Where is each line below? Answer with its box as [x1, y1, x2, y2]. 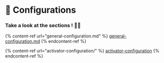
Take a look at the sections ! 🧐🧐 [5, 22, 81, 29]
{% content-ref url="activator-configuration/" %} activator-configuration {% [5, 48, 160, 54]
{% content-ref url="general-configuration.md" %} [5, 33, 108, 39]
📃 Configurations [5, 4, 76, 16]
